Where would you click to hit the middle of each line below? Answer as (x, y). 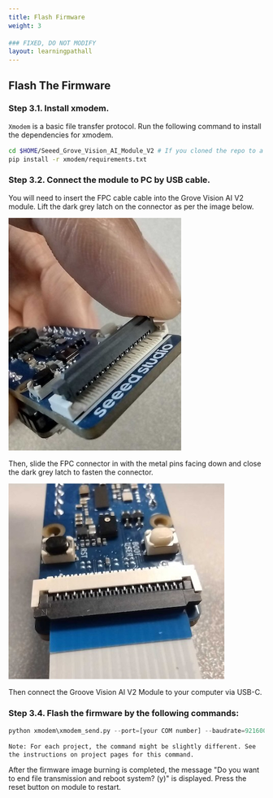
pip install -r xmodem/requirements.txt (78, 159)
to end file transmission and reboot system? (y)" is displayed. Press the (128, 778)
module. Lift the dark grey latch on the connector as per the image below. (131, 206)
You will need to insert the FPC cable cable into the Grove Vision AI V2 (126, 197)
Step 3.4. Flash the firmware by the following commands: (124, 713)
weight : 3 (25, 26)
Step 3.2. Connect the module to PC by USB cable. (110, 180)
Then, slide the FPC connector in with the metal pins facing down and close (135, 463)
